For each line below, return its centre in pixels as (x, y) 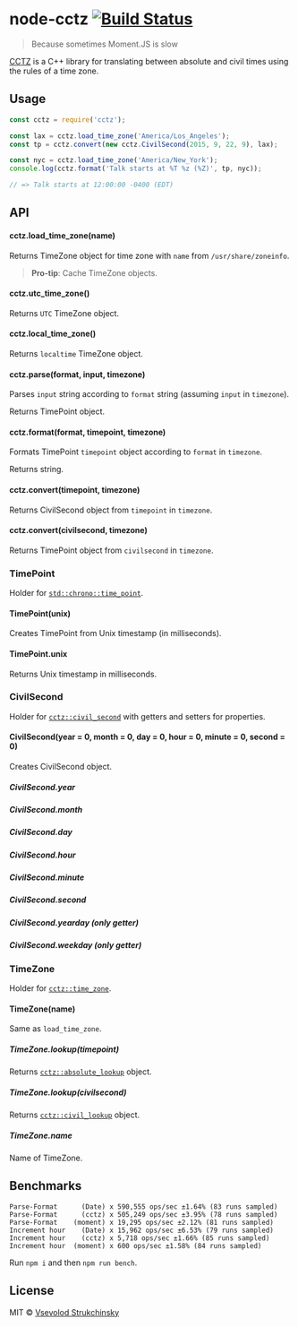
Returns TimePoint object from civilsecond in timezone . (111, 550)
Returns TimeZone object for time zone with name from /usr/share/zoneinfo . (149, 255)
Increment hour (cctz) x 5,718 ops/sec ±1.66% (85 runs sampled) (140, 1238)
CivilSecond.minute (47, 877)
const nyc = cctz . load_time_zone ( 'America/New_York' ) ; (114, 160)
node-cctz (49, 19)
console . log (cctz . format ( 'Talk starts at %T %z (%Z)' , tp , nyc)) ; (136, 169)
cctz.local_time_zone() (53, 334)
